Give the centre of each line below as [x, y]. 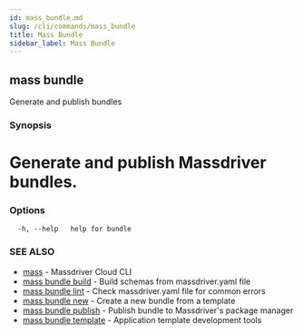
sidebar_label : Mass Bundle [63, 43]
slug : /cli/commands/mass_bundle [73, 26]
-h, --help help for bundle [74, 229]
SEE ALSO [32, 252]
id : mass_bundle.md [46, 18]
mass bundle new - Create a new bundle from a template [129, 300]
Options [27, 211]
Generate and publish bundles [66, 102]
